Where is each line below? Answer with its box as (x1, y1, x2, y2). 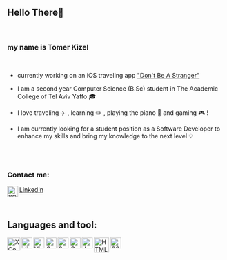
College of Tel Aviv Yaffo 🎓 (17, 92, 97, 100)
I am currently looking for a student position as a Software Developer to (17, 124, 221, 133)
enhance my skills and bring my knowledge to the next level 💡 (17, 132, 193, 140)
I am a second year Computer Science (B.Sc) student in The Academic (17, 85, 219, 93)
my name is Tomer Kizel (7, 42, 89, 52)
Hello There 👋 (7, 7, 64, 19)
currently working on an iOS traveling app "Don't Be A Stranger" (17, 72, 200, 80)
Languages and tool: (7, 219, 97, 230)
